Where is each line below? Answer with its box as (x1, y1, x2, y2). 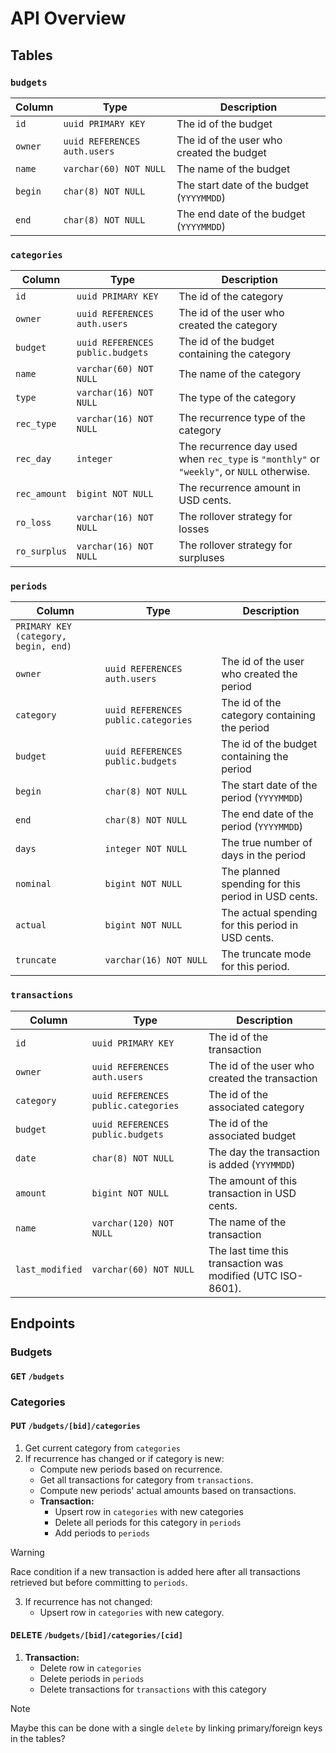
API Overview (10, 7, 127, 30)
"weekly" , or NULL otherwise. (178, 465, 311, 479)
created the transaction (208, 1071, 318, 1085)
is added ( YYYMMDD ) (208, 1157, 296, 1171)
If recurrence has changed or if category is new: (24, 1452, 225, 1464)
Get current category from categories (24, 1442, 181, 1454)
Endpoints (10, 1315, 76, 1332)
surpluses (178, 551, 225, 565)
